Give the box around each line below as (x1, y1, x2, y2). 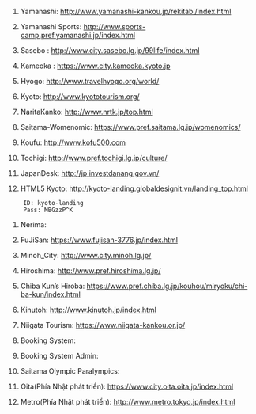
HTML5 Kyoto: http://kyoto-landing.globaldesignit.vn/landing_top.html (20, 184, 248, 193)
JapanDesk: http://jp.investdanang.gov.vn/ (20, 169, 160, 177)
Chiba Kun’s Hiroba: (20, 281, 85, 291)
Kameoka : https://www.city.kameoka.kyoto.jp (20, 61, 171, 70)
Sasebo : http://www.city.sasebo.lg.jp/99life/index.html (20, 46, 200, 55)
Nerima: (20, 220, 47, 229)
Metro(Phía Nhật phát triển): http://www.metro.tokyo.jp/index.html (20, 397, 235, 406)
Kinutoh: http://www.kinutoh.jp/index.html (20, 305, 157, 314)
